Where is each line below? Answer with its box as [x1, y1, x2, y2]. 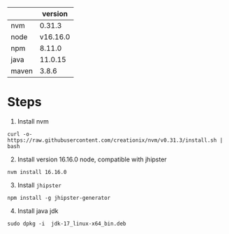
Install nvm [17, 117, 49, 125]
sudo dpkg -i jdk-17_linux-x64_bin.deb [7, 220, 127, 227]
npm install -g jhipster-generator [7, 194, 111, 201]
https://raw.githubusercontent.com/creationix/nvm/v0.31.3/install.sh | [7, 136, 223, 144]
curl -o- [7, 131, 33, 138]
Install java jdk [17, 206, 59, 215]
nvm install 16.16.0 [7, 168, 68, 175]
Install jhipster [17, 181, 61, 189]
